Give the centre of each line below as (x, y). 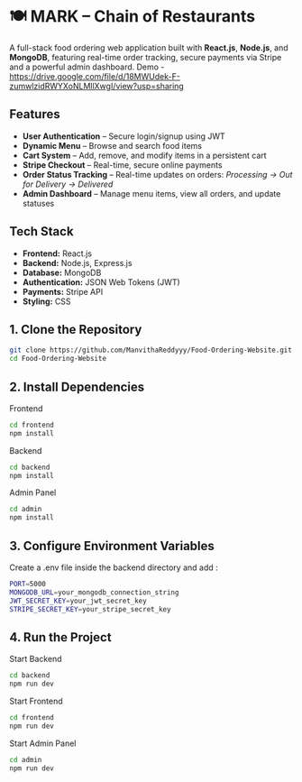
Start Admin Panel (43, 743)
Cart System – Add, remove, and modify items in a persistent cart (145, 155)
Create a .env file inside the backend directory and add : (114, 567)
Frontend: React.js (57, 253)
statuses (38, 203)
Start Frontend (36, 701)
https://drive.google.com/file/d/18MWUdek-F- (95, 76)
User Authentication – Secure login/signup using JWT (124, 136)
